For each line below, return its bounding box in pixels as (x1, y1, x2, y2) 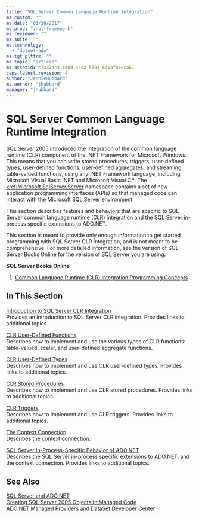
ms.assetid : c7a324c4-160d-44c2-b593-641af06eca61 (6, 64, 135, 71)
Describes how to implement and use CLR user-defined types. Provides (6, 362, 182, 369)
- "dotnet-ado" (11, 48, 49, 54)
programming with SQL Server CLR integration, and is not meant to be (6, 237, 178, 245)
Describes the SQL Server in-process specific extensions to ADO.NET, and (6, 453, 189, 460)
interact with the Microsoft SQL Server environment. (6, 196, 134, 203)
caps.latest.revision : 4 (6, 70, 68, 76)
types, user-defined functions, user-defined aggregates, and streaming (6, 164, 182, 171)
